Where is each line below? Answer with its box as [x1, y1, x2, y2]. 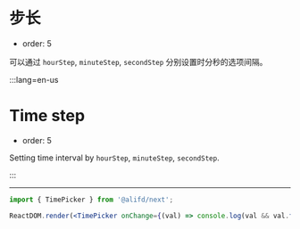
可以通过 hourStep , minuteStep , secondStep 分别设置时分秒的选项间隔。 [9, 56, 268, 67]
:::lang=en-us [9, 74, 60, 85]
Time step [9, 106, 86, 126]
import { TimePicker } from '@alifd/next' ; [9, 195, 174, 204]
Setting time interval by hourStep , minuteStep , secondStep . [9, 152, 221, 163]
